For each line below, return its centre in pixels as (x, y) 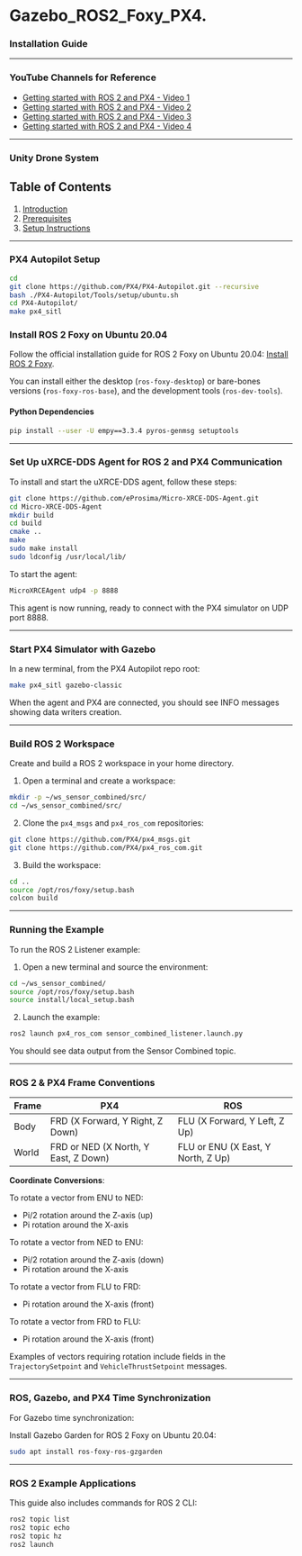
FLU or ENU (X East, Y (224, 1147)
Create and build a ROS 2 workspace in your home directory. (122, 764)
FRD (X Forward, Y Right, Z (107, 1121)
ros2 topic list (40, 1519)
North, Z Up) (204, 1158)
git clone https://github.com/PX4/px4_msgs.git (100, 839)
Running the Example (57, 930)
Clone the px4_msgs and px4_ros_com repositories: (113, 823)
